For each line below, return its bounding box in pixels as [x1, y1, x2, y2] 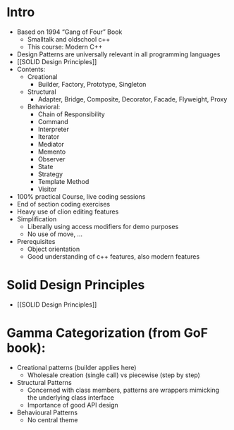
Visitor [37, 185, 57, 193]
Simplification [16, 214, 57, 223]
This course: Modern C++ [27, 42, 103, 51]
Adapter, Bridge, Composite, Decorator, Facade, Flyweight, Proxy [37, 94, 228, 103]
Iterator [37, 132, 60, 141]
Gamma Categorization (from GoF [6, 325, 209, 341]
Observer [37, 154, 66, 163]
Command [37, 117, 68, 125]
